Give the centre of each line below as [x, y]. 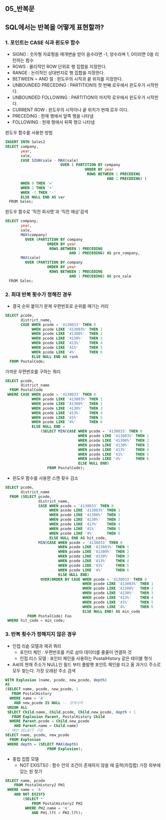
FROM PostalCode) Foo [49, 616]
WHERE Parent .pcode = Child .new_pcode [50, 721]
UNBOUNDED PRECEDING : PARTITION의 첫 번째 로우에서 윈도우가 [79, 85]
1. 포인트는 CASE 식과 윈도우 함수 [42, 42]
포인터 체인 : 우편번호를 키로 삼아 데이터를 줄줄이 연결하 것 [76, 652]
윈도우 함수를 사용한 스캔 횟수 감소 [45, 478]
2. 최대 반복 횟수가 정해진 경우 [39, 294]
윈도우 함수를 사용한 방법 [29, 133]
